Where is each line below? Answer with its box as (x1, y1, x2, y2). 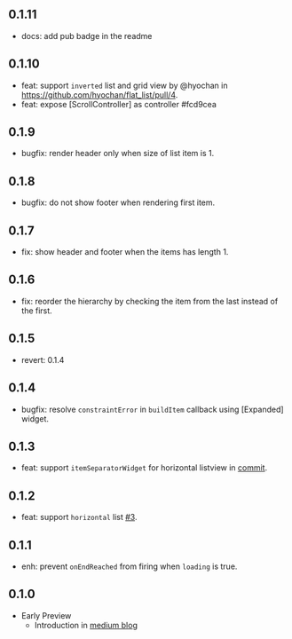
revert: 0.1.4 (20, 354, 65, 365)
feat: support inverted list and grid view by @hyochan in (20, 80, 228, 91)
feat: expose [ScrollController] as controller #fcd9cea (20, 99, 217, 109)
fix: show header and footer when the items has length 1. (20, 247, 229, 257)
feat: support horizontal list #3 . (20, 512, 138, 523)
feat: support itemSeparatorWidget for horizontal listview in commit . (20, 462, 268, 473)
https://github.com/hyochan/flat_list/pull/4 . (20, 89, 178, 100)
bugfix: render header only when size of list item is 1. (20, 148, 215, 159)
